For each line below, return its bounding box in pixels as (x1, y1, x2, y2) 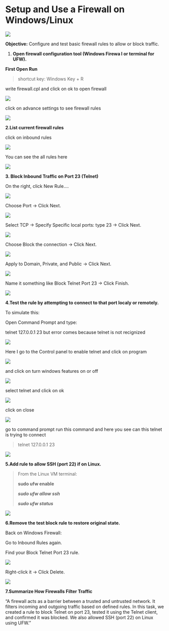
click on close (5, 406, 35, 413)
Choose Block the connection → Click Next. (5, 241, 97, 248)
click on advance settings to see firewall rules (5, 105, 101, 111)
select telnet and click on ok (5, 387, 65, 393)
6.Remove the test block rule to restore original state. (5, 519, 121, 526)
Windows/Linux (5, 14, 74, 26)
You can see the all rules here (5, 154, 68, 160)
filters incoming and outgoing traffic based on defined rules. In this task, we (5, 603, 164, 610)
